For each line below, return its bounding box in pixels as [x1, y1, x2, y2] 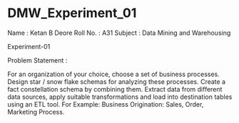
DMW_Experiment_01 [7, 5, 137, 21]
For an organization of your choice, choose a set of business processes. [7, 70, 220, 78]
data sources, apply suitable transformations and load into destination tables [7, 92, 233, 101]
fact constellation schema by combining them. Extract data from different [7, 85, 223, 93]
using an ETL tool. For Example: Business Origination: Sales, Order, [7, 100, 204, 108]
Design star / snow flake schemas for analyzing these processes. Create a [7, 77, 226, 86]
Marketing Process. [7, 107, 65, 116]
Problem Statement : [7, 55, 68, 65]
